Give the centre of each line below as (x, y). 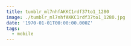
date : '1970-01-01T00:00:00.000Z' (50, 23)
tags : (13, 28)
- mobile (23, 34)
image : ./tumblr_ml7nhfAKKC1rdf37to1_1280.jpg (66, 17)
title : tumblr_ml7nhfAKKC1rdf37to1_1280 (58, 12)
